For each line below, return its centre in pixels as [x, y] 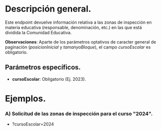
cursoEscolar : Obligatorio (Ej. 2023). [49, 79]
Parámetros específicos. [43, 67]
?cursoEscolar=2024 [33, 124]
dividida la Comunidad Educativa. [38, 32]
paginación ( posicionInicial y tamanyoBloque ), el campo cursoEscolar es [78, 47]
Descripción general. [48, 9]
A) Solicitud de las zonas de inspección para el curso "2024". [79, 114]
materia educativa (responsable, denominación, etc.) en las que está [73, 27]
